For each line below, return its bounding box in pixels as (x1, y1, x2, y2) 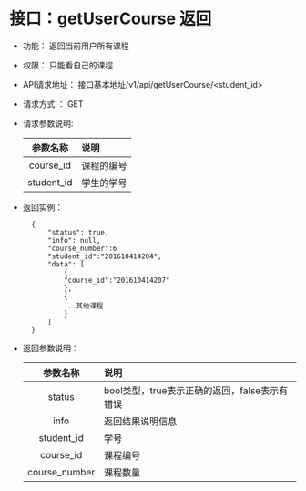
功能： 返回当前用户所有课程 (22, 40, 129, 51)
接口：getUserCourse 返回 (9, 8, 212, 29)
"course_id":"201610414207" (63, 276, 170, 285)
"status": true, (46, 227, 109, 237)
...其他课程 (63, 301, 104, 310)
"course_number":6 (46, 244, 117, 253)
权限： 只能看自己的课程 (22, 59, 114, 70)
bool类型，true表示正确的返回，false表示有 (103, 384, 289, 397)
